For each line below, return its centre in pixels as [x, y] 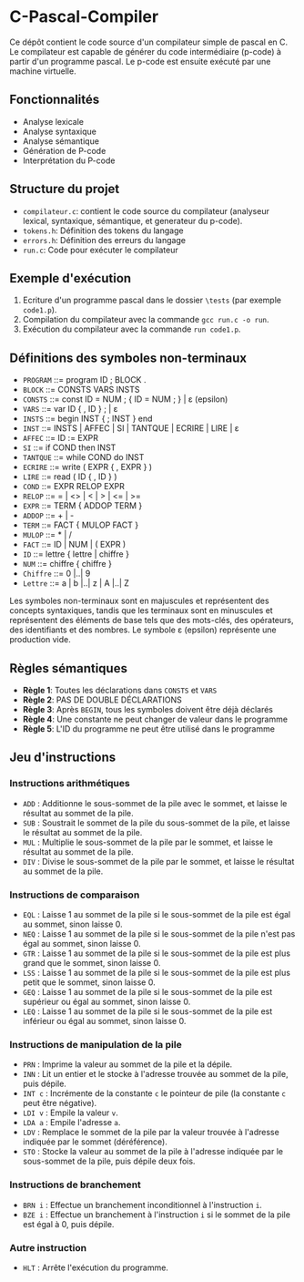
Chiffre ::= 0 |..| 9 [56, 574]
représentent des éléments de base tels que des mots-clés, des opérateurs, [152, 620]
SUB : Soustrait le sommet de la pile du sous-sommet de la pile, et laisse [156, 823]
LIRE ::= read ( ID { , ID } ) [70, 477]
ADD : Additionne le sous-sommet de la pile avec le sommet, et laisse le [155, 803]
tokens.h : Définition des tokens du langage [103, 231]
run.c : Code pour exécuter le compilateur [101, 250]
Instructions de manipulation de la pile [96, 1044]
